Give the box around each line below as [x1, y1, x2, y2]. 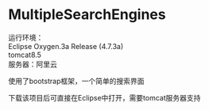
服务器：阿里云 [8, 59, 57, 69]
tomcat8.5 [8, 50, 42, 59]
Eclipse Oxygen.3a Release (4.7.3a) [8, 41, 124, 51]
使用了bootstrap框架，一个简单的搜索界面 [8, 76, 145, 85]
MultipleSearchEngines [8, 6, 166, 24]
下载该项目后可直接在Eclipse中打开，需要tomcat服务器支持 [8, 93, 201, 102]
